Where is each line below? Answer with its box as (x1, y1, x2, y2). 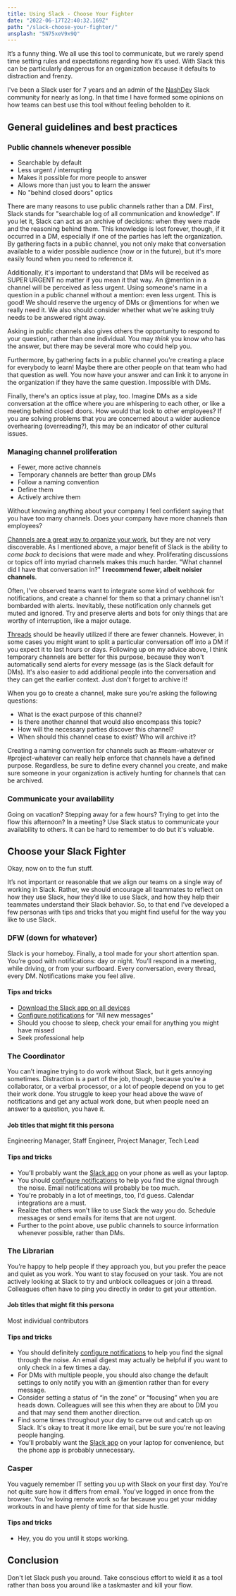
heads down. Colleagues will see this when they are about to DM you (17, 1401, 218, 1410)
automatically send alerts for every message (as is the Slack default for (7, 660, 214, 669)
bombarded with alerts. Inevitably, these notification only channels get (7, 602, 211, 610)
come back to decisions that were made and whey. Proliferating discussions (7, 550, 229, 559)
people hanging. (17, 1431, 66, 1439)
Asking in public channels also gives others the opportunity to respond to (7, 326, 220, 335)
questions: (7, 696, 38, 705)
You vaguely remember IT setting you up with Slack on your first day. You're (7, 1479, 228, 1488)
